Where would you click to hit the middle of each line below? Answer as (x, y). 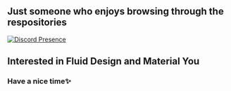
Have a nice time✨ (39, 81)
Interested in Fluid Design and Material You (104, 61)
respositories (37, 23)
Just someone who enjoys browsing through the (115, 12)
